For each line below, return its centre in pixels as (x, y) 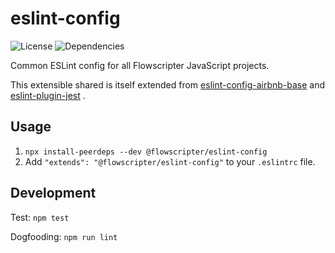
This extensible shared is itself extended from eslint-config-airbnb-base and (168, 84)
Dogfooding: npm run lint (64, 236)
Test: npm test (40, 217)
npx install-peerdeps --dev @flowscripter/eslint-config (146, 152)
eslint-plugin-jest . (48, 95)
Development (53, 193)
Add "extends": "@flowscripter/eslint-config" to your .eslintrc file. (170, 161)
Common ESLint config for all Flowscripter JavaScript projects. (140, 65)
